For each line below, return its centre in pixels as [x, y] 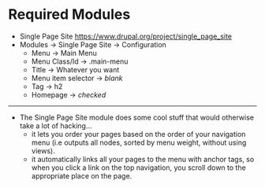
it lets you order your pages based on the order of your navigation [138, 134]
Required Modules [69, 15]
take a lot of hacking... [56, 125]
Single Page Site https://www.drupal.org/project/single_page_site [126, 36]
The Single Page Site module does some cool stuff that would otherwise [137, 117]
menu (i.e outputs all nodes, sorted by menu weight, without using [139, 142]
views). [43, 150]
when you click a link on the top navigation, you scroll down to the [138, 168]
